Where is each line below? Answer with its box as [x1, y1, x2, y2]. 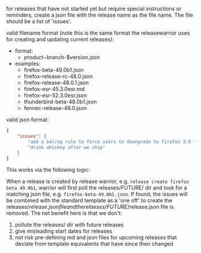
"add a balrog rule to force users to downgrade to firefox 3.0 [28, 139, 191, 145]
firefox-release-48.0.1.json [23, 79, 89, 86]
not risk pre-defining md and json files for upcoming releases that [14, 234, 178, 241]
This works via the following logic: [6, 166, 90, 173]
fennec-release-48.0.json [23, 105, 87, 111]
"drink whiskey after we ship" [28, 144, 106, 150]
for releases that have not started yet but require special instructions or [6, 5, 182, 12]
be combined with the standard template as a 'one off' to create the [6, 197, 172, 204]
